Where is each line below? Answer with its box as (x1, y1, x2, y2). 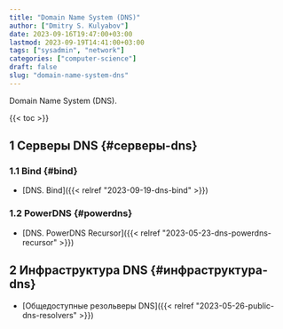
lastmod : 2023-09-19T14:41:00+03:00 (9, 37, 145, 47)
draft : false (9, 63, 58, 72)
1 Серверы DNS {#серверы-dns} (9, 139, 198, 154)
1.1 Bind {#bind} (9, 165, 78, 178)
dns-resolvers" (21, 309, 77, 320)
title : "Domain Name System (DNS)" (9, 12, 141, 22)
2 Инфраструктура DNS (9, 263, 148, 278)
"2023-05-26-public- (195, 300, 275, 311)
